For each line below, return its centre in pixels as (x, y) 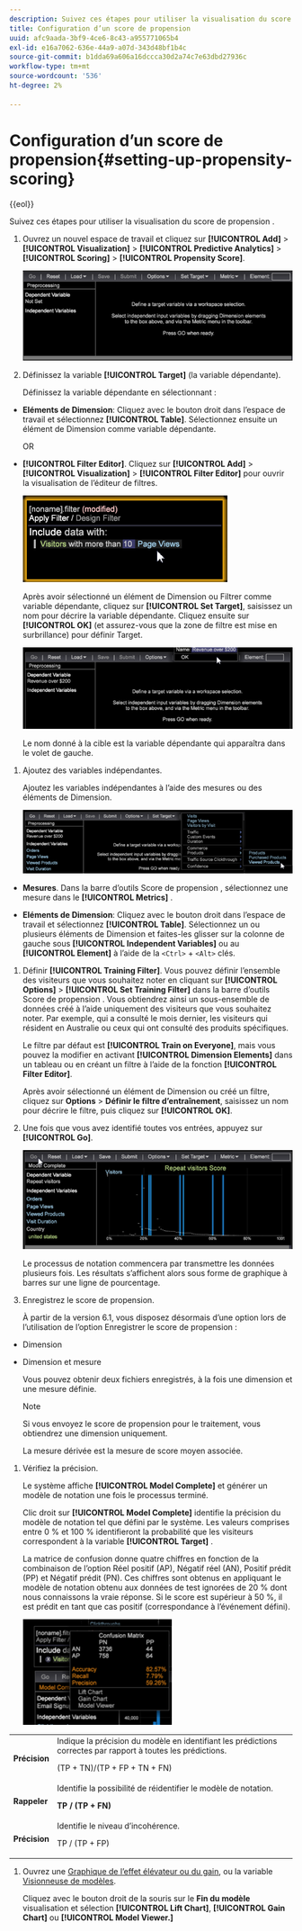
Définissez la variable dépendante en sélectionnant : (120, 392)
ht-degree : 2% (36, 85)
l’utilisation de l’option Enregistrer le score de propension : (130, 1327)
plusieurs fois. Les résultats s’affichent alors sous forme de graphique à (155, 1273)
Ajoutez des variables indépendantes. (92, 770)
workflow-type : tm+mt (50, 67)
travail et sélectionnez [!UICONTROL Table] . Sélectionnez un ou (141, 925)
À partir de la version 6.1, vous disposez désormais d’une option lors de (154, 1317)
